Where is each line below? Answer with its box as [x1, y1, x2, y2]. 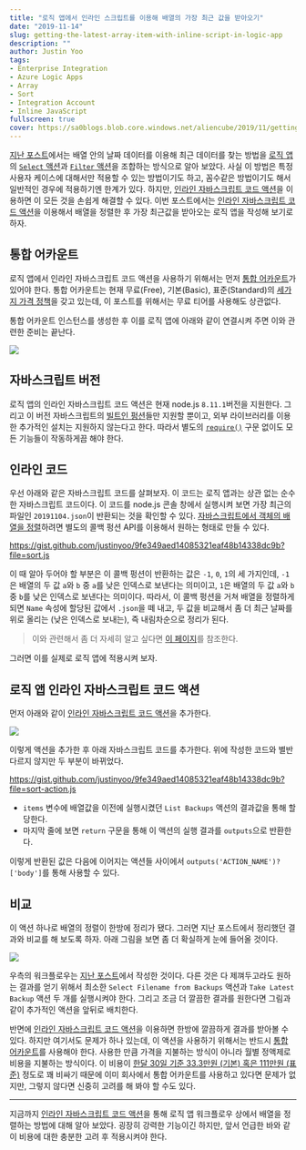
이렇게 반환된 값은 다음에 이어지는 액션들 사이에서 [9, 856, 185, 867]
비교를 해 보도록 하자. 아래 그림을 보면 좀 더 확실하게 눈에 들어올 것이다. [25, 934, 279, 945]
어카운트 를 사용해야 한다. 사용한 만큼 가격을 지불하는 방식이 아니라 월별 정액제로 [9, 1046, 291, 1057]
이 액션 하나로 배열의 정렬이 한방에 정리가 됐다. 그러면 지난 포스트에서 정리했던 [9, 922, 287, 933]
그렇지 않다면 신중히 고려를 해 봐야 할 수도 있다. [28, 1081, 196, 1092]
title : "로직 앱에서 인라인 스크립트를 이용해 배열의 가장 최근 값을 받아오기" [9, 13, 264, 23]
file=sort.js [9, 550, 50, 561]
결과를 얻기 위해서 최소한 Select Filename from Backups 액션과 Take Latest [18, 982, 294, 992]
